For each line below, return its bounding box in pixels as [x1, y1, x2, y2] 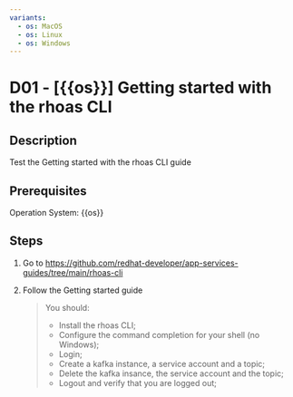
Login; [58, 348, 83, 359]
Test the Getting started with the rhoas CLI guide [9, 157, 192, 168]
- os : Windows [17, 38, 71, 48]
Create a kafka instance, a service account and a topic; [58, 358, 266, 369]
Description [9, 132, 77, 148]
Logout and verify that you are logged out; [58, 377, 218, 388]
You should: [44, 302, 90, 313]
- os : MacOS [17, 22, 63, 31]
